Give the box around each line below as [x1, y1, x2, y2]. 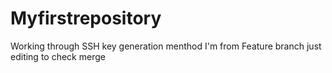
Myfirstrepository [10, 7, 162, 30]
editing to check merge [10, 50, 106, 62]
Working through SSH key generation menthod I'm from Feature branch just [10, 40, 322, 52]
